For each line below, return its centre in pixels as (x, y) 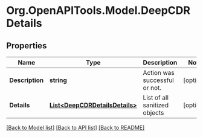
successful (158, 80)
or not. (152, 88)
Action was (159, 73)
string (58, 80)
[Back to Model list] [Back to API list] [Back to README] (76, 128)
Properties (27, 46)
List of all (156, 97)
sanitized (156, 105)
